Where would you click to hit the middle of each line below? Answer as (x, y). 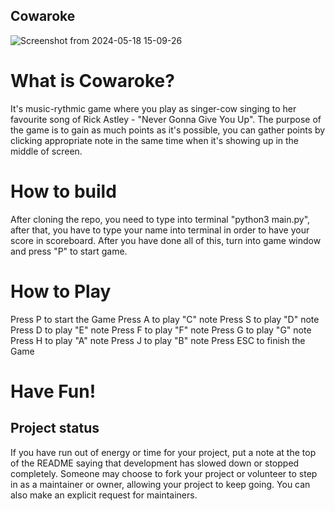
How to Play (61, 291)
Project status (55, 428)
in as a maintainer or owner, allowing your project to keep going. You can (160, 484)
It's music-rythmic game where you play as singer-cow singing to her (153, 108)
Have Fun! (53, 391)
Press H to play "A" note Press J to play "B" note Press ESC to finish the (158, 340)
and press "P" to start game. (69, 251)
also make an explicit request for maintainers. (104, 495)
